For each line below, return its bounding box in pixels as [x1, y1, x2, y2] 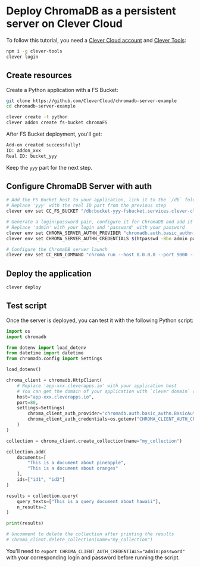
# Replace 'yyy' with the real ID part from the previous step [6, 203, 167, 209]
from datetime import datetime [6, 350, 84, 356]
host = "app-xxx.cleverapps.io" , [17, 394, 95, 400]
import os [6, 328, 31, 334]
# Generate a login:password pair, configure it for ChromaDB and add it [6, 219, 193, 225]
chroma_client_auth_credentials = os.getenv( [27, 416, 137, 422]
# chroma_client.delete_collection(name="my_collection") [6, 537, 153, 543]
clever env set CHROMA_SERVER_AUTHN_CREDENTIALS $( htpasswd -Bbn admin [6, 235, 187, 241]
